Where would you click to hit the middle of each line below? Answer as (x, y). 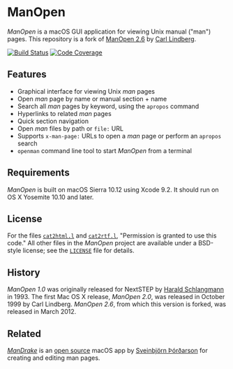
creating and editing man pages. (54, 358)
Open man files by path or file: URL (70, 128)
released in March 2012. (42, 312)
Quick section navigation (53, 121)
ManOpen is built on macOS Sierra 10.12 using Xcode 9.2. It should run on (113, 189)
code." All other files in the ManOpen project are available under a (102, 243)
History (24, 272)
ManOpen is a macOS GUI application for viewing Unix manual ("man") (109, 31)
